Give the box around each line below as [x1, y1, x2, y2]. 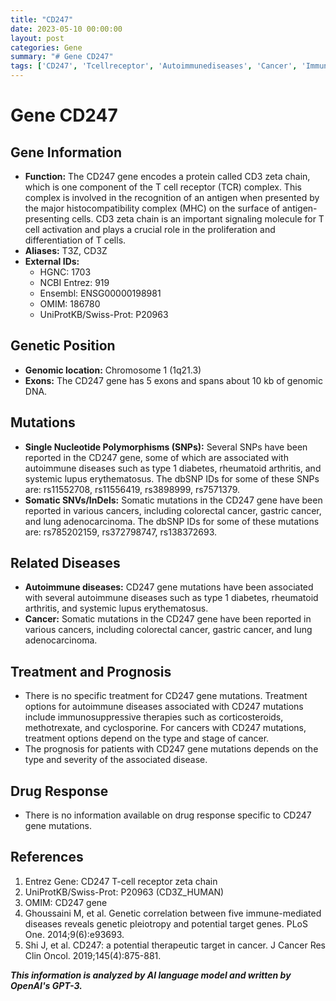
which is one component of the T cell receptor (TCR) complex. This [24, 181, 302, 193]
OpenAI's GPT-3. [10, 979, 83, 991]
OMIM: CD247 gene [24, 896, 108, 908]
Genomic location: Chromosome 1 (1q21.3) [24, 364, 202, 376]
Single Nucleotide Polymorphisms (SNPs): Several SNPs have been [24, 441, 308, 453]
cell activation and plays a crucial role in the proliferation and [24, 224, 276, 235]
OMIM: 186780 [39, 298, 101, 310]
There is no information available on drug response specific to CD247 [24, 809, 312, 821]
